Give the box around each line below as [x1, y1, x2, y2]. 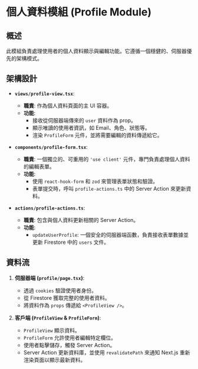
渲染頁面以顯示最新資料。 [23, 356, 86, 363]
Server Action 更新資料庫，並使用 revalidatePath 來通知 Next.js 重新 [23, 349, 190, 356]
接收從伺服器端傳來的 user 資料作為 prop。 [32, 116, 137, 124]
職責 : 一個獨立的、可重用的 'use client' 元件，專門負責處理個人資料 [23, 155, 190, 162]
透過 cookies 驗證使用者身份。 [23, 287, 97, 294]
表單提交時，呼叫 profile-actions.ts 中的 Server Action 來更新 [32, 185, 186, 192]
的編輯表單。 [23, 163, 55, 170]
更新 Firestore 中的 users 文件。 [32, 239, 110, 246]
